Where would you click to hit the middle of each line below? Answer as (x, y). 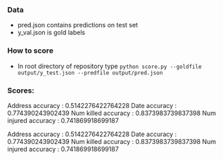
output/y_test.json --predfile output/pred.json (90, 73)
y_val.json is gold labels (51, 32)
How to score (31, 51)
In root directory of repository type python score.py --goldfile (109, 66)
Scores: (21, 91)
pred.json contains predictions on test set (78, 25)
